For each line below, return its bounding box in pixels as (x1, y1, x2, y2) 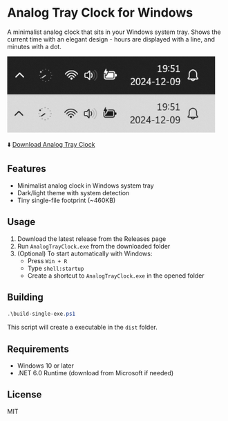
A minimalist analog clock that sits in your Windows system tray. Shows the (7, 28, 221, 36)
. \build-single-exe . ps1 (7, 310, 76, 318)
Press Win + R (27, 256, 68, 265)
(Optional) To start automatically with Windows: (17, 249, 153, 258)
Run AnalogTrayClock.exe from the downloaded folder (17, 242, 171, 250)
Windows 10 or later (17, 361, 74, 370)
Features (7, 163, 46, 174)
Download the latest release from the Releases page (17, 234, 167, 243)
